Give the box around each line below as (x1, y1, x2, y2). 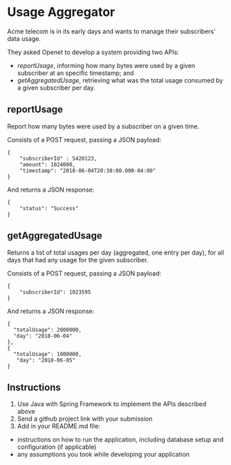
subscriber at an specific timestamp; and (17, 69, 134, 77)
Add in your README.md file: (17, 422, 100, 430)
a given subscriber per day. (17, 83, 95, 92)
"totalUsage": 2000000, (13, 326, 82, 333)
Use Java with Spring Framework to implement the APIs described (17, 400, 207, 408)
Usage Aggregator (7, 4, 115, 20)
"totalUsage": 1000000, (13, 350, 82, 357)
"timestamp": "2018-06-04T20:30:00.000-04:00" (19, 167, 156, 174)
